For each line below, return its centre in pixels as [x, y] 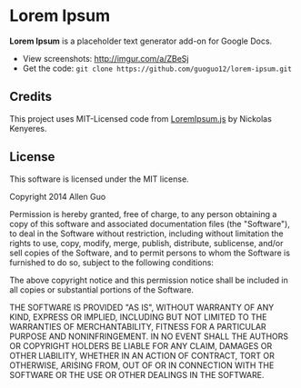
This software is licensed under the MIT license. [99, 179]
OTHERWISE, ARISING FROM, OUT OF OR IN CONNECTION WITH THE [142, 365]
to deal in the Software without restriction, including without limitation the [146, 234]
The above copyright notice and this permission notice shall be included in [149, 280]
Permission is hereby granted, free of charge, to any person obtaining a [143, 214]
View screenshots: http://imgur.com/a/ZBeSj [105, 58]
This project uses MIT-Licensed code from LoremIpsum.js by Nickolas [141, 118]
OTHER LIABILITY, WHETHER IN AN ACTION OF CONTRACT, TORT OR [142, 355]
